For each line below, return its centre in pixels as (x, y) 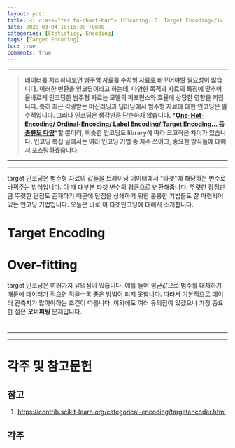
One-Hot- (190, 115)
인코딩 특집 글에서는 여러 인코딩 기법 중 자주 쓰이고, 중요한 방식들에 (124, 141)
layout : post (26, 14)
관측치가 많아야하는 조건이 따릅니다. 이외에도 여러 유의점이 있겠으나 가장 (113, 303)
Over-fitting (42, 265)
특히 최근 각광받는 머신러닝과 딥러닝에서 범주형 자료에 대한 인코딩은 (130, 106)
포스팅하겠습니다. (55, 150)
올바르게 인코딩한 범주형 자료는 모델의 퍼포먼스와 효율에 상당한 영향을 (117, 97)
